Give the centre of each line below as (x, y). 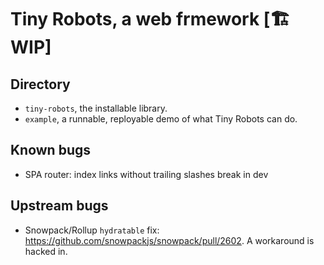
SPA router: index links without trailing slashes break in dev (146, 174)
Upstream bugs (59, 206)
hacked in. (46, 251)
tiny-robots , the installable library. (96, 108)
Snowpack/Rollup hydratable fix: (92, 230)
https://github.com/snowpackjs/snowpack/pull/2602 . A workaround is (169, 240)
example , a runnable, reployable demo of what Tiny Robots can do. (161, 119)
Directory (40, 84)
